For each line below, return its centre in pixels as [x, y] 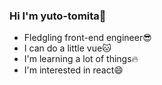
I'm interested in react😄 [73, 70]
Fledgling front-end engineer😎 [87, 38]
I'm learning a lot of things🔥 [81, 59]
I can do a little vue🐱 [67, 48]
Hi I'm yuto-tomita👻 [58, 16]
